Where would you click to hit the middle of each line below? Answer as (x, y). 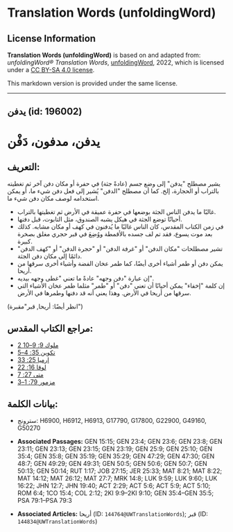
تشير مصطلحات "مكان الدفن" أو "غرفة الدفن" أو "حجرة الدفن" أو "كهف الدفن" (120, 249)
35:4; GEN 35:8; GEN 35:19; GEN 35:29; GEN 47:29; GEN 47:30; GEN (116, 456)
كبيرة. (25, 242)
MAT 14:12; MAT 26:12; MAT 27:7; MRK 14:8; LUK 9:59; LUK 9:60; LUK (117, 479)
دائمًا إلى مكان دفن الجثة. (50, 256)
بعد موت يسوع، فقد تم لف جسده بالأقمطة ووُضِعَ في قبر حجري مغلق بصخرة (115, 234)
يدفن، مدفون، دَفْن (54, 141)
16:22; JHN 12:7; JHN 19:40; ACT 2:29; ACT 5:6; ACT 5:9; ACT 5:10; (114, 486)
